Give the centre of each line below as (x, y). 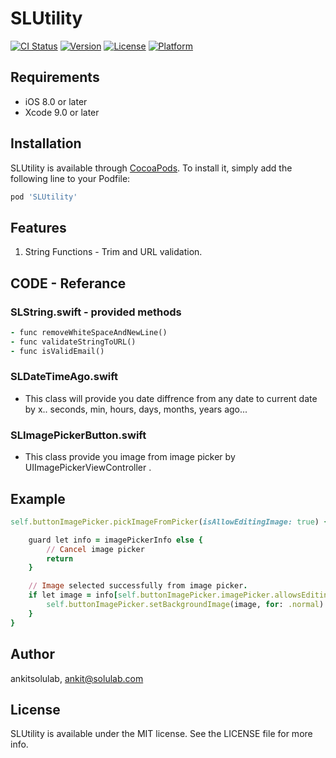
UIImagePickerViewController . (88, 468)
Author (32, 654)
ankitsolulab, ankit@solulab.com (77, 678)
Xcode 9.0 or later (62, 112)
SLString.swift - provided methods (96, 312)
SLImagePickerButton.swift (78, 435)
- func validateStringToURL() (73, 342)
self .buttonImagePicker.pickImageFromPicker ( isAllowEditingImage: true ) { (169, 522)
